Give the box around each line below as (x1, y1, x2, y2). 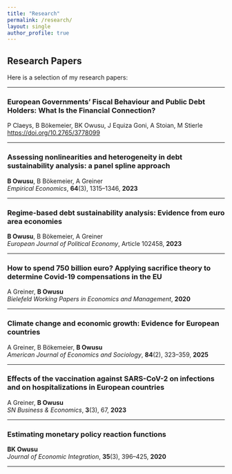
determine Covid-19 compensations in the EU (7, 272, 162, 281)
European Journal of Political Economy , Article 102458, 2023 (7, 239, 182, 247)
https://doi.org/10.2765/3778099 (7, 129, 100, 137)
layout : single (7, 23, 51, 30)
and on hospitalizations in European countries (7, 383, 164, 392)
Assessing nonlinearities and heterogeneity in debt (7, 153, 183, 162)
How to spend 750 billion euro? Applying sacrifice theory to (7, 263, 211, 273)
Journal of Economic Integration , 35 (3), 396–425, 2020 (7, 453, 167, 461)
